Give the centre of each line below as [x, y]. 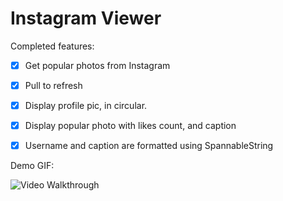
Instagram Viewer [86, 18]
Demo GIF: [32, 166]
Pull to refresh [53, 85]
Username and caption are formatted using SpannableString [149, 146]
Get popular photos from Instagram [97, 65]
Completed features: [52, 46]
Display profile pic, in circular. [86, 106]
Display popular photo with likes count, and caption [130, 126]
